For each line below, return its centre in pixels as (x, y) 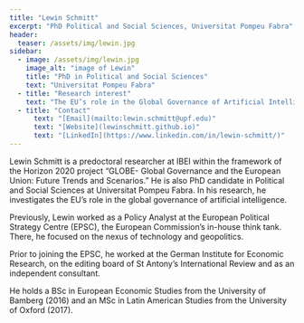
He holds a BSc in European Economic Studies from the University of (138, 290)
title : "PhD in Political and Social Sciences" (117, 77)
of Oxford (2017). (42, 309)
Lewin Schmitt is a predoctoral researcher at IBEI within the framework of (146, 161)
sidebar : (26, 52)
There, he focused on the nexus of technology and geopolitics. (127, 236)
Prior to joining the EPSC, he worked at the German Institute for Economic (147, 253)
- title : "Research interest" (74, 93)
